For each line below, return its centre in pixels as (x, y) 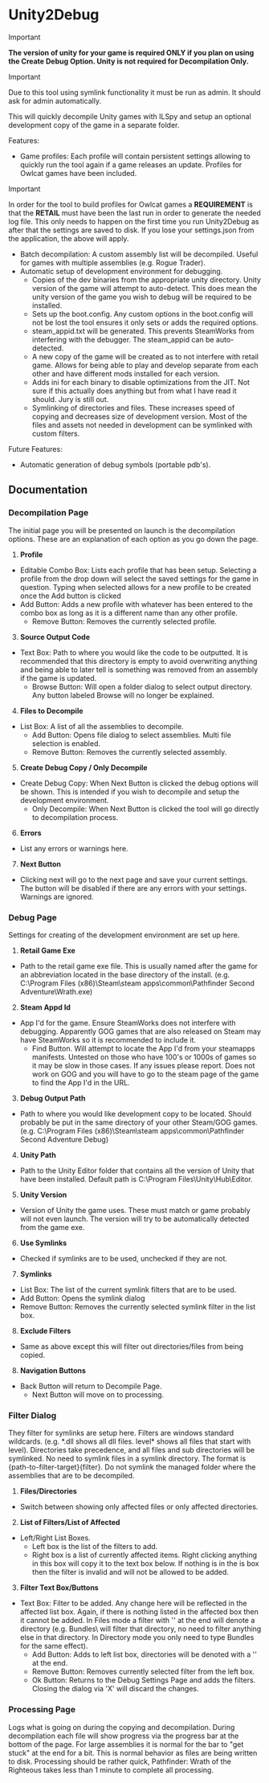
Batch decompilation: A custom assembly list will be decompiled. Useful (139, 254)
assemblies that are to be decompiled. (71, 1476)
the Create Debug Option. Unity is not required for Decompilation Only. (128, 61)
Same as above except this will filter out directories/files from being (131, 1346)
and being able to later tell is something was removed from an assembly (139, 670)
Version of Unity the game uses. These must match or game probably (135, 1210)
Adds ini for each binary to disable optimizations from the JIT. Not (141, 382)
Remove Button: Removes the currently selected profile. (124, 621)
